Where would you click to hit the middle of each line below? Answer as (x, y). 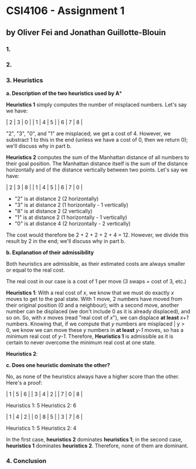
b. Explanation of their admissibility (50, 252)
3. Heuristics (25, 80)
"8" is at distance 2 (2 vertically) (53, 211)
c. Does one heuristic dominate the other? (58, 365)
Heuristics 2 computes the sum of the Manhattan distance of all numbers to (98, 157)
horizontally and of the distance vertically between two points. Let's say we (97, 170)
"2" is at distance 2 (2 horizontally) (56, 198)
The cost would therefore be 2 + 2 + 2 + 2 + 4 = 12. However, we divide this (97, 235)
